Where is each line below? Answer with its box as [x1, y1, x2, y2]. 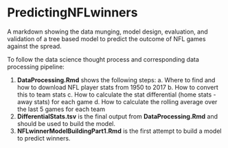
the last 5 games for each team [16, 105, 105, 113]
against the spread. [7, 42, 62, 50]
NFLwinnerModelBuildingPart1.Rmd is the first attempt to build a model [16, 127, 222, 135]
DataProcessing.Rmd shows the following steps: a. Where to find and [16, 75, 216, 84]
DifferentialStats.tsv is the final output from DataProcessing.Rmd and [16, 112, 218, 121]
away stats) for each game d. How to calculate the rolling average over [16, 97, 218, 106]
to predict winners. [16, 134, 71, 142]
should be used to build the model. [16, 119, 115, 127]
